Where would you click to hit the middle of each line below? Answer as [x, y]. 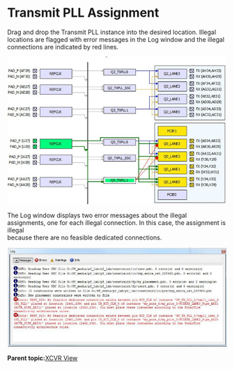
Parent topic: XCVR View [42, 358]
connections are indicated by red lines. [63, 47]
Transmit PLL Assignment [83, 13]
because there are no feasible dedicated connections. [85, 237]
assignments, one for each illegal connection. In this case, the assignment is [117, 223]
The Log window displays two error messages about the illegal [97, 215]
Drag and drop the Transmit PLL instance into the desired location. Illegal [112, 32]
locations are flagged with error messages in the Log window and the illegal [116, 39]
